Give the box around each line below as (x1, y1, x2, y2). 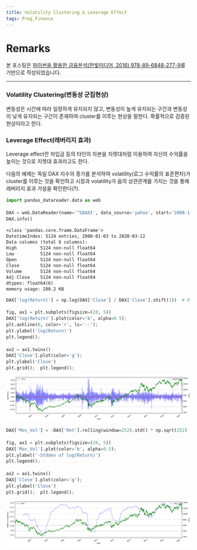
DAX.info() (6, 216, 33, 222)
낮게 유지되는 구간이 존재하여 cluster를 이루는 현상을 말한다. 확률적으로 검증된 (12, 112, 190, 120)
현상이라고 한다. (6, 120, 43, 127)
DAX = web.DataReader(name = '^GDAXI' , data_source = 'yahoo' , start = (6, 210, 172, 215)
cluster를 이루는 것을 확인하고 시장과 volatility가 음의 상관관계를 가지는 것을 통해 (6, 178, 189, 185)
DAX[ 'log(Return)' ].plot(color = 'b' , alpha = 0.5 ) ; (6, 316, 127, 322)
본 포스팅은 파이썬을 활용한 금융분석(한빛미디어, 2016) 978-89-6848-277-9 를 (6, 62, 186, 69)
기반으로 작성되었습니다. (6, 69, 62, 76)
